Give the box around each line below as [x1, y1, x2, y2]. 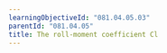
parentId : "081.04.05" [8, 22, 94, 31]
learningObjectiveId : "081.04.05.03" [8, 13, 151, 22]
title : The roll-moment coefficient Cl [8, 30, 159, 39]
